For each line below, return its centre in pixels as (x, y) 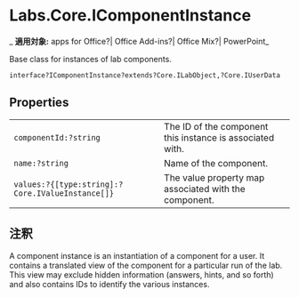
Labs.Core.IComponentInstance (130, 16)
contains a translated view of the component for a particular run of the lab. (146, 265)
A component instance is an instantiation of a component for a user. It (137, 255)
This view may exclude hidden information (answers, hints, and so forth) (141, 274)
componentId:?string (57, 137)
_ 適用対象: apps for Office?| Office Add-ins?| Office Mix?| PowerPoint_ (139, 41)
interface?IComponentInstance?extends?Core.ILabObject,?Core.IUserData (145, 75)
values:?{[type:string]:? (69, 184)
